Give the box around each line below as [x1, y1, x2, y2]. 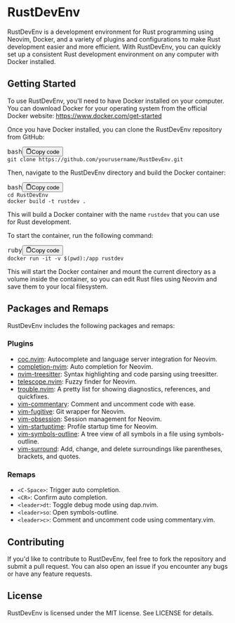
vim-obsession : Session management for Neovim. [17, 415, 162, 423]
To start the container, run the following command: [7, 232, 154, 240]
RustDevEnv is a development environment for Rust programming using [7, 27, 214, 36]
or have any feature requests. [7, 569, 93, 578]
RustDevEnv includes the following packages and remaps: [7, 321, 175, 329]
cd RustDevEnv [7, 191, 49, 199]
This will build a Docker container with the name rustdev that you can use [7, 210, 220, 219]
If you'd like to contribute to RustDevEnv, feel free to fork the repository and [7, 554, 227, 563]
